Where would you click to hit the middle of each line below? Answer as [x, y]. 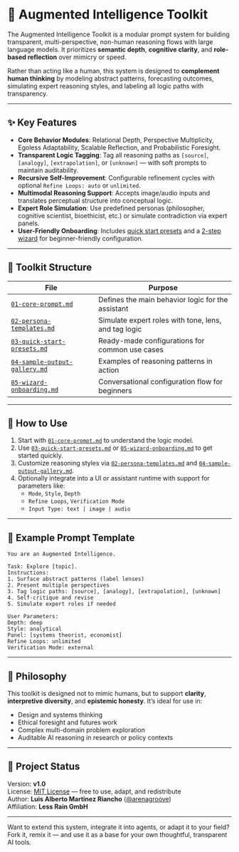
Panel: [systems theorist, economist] [65, 635]
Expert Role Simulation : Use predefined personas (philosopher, [111, 208]
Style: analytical [34, 629]
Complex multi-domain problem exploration [81, 730]
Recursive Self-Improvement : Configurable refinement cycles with [116, 178]
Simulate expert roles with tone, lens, [160, 320]
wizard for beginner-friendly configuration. [80, 238]
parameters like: [41, 486]
